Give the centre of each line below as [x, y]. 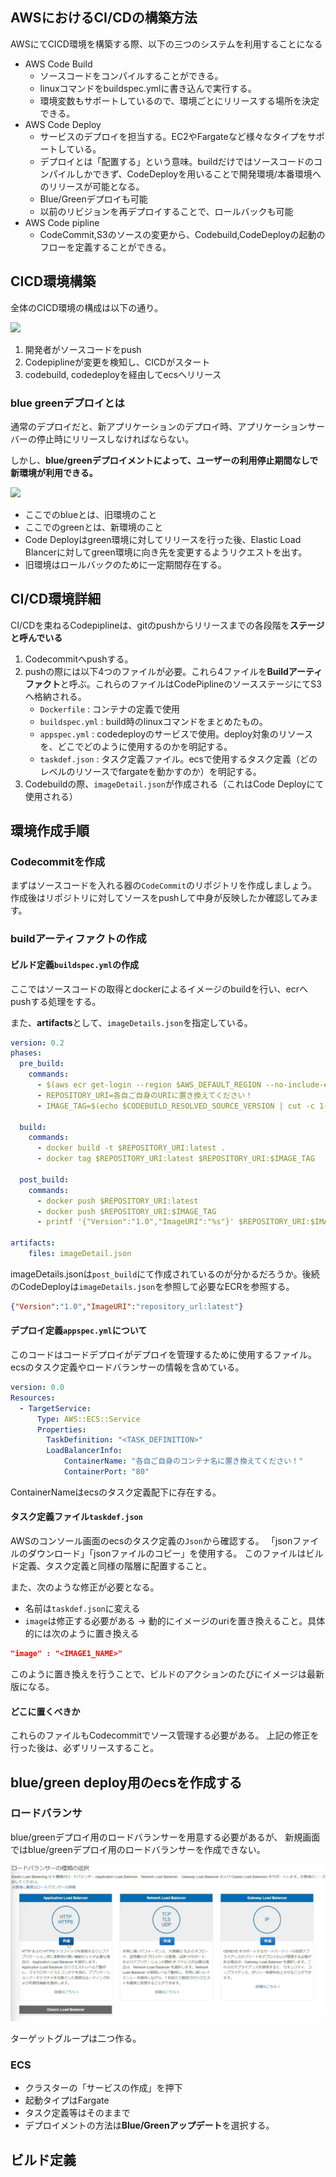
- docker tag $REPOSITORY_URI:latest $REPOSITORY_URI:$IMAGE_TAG [175, 1159]
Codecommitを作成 [58, 862]
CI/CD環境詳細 [56, 599]
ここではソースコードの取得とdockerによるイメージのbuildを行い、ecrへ [159, 989]
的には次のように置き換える [82, 1634]
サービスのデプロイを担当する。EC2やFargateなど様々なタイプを [173, 136]
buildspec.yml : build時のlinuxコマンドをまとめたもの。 [153, 721]
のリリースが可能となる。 [92, 186]
